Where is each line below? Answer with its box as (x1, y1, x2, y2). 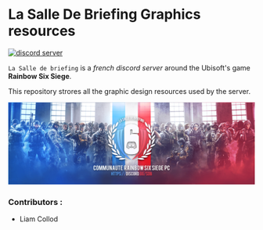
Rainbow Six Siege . (8, 71, 72, 81)
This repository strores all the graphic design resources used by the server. (8, 86, 251, 95)
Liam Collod (19, 214, 59, 224)
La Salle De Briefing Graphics (8, 5, 201, 23)
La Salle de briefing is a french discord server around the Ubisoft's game (8, 63, 250, 72)
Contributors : (8, 196, 63, 207)
